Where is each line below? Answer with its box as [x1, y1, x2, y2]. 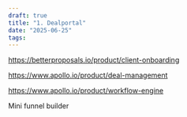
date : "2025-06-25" [8, 26, 73, 34]
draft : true [8, 11, 47, 20]
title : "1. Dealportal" [8, 19, 87, 27]
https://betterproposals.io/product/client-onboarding [8, 55, 180, 65]
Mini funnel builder [8, 101, 69, 111]
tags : [8, 33, 26, 42]
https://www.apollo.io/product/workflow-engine [8, 86, 164, 96]
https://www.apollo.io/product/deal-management [8, 70, 168, 80]
